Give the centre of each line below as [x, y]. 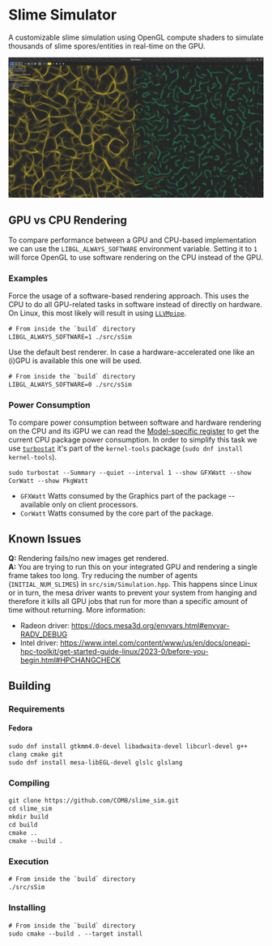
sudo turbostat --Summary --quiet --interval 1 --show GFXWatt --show [130, 473]
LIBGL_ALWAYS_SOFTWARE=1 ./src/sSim [70, 337]
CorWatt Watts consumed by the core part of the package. [117, 513]
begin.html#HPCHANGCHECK [70, 660]
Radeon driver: [45, 626]
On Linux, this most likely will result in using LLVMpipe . [98, 313]
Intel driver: [39, 643]
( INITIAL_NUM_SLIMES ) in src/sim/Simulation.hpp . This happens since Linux [133, 584]
